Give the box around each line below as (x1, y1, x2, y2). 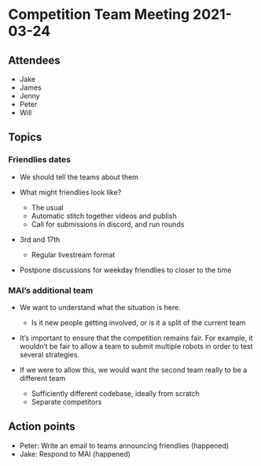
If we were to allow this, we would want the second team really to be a (19, 364, 248, 375)
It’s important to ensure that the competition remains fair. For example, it (19, 333, 253, 342)
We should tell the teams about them (19, 172, 139, 182)
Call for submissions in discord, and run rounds (31, 219, 185, 229)
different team (19, 373, 66, 383)
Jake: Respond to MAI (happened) (19, 449, 131, 458)
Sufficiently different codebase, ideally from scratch (31, 388, 200, 398)
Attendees (8, 54, 61, 67)
